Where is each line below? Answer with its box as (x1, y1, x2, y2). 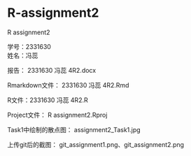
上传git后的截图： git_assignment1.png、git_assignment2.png (7, 140, 184, 148)
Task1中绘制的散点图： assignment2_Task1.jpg (7, 125, 141, 134)
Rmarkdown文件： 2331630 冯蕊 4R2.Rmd (7, 80, 129, 89)
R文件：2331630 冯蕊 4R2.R (7, 96, 89, 104)
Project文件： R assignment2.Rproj (7, 111, 108, 119)
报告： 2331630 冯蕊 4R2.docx (7, 66, 97, 74)
